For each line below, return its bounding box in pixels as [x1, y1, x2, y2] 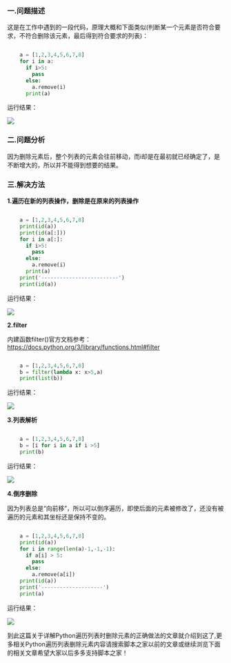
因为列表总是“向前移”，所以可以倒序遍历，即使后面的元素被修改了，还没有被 [7, 504, 224, 512]
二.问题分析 [7, 135, 46, 145]
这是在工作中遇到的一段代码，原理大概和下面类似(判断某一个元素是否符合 [7, 23, 215, 32]
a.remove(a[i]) [32, 571, 76, 578]
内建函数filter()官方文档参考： [7, 335, 92, 343]
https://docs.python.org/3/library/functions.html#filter [7, 343, 160, 351]
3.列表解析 [7, 416, 38, 424]
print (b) [19, 448, 45, 456]
